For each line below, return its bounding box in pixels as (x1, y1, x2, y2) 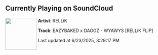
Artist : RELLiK (37, 17, 67, 23)
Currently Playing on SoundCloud (5, 4, 113, 13)
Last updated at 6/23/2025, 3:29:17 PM (37, 37, 120, 43)
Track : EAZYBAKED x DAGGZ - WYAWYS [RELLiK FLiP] (37, 28, 153, 34)
